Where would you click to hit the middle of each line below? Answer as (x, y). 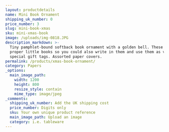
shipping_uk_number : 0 (29, 19)
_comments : (17, 98)
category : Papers (23, 66)
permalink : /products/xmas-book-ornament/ (50, 61)
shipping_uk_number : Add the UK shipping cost (59, 103)
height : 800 (27, 84)
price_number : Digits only (38, 108)
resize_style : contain (38, 89)
